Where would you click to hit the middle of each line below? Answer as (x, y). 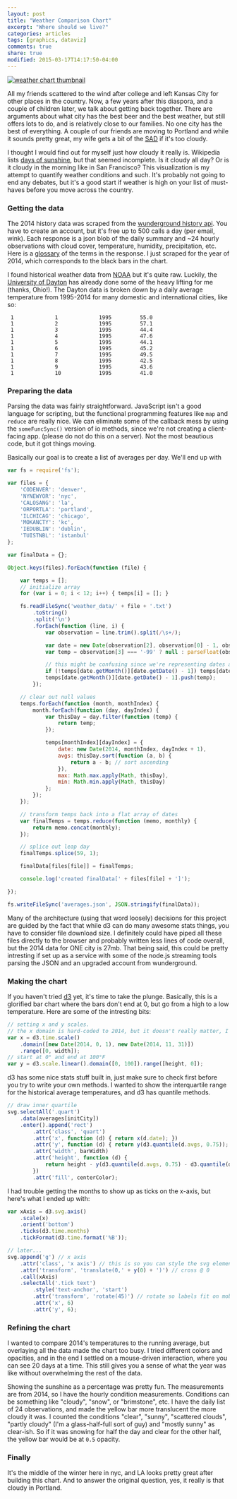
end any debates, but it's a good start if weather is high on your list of (109, 182)
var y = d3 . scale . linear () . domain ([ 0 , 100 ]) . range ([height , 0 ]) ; (105, 1064)
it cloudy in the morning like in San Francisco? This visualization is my (109, 167)
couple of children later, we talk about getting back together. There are (110, 108)
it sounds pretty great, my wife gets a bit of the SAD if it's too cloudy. (108, 138)
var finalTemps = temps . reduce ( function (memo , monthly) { (109, 821)
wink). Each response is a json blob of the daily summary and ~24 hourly (113, 239)
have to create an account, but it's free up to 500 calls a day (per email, (111, 231)
